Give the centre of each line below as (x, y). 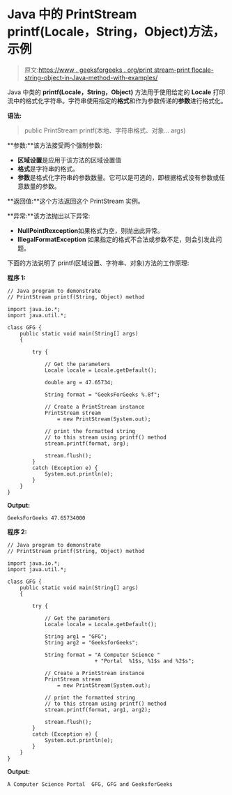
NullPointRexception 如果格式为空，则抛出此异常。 (90, 230)
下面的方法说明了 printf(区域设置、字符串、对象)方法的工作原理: (98, 263)
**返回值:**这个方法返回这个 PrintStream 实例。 (76, 201)
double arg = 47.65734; (79, 382)
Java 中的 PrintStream (72, 14)
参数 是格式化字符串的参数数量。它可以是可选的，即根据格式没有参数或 (118, 177)
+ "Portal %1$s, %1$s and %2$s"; (145, 661)
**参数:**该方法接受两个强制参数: (55, 145)
